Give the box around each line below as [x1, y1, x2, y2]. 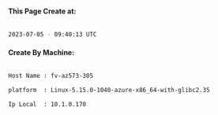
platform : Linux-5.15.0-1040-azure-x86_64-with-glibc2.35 [8, 87, 211, 95]
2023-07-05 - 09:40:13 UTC [8, 31, 97, 39]
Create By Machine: [8, 47, 75, 57]
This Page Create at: [8, 6, 77, 16]
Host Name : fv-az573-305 [8, 72, 93, 80]
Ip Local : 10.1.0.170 [8, 101, 87, 109]
